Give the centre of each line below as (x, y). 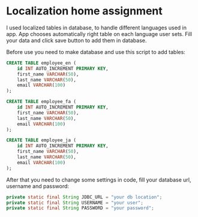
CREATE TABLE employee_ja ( (41, 140)
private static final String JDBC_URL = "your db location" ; (84, 197)
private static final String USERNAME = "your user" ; (75, 203)
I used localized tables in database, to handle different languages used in (97, 28)
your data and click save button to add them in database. (76, 40)
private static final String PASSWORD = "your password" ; (80, 208)
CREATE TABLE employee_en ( (41, 63)
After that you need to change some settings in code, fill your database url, (99, 180)
